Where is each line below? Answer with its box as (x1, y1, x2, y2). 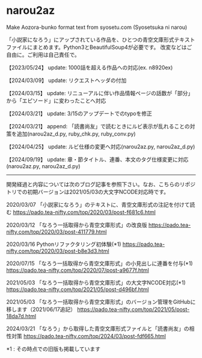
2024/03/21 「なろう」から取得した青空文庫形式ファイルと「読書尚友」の (6, 325, 189, 332)
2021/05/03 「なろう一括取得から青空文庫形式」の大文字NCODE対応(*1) (6, 278, 186, 286)
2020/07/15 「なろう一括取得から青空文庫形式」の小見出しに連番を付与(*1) (6, 260, 194, 267)
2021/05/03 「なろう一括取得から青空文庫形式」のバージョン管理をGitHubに (6, 298, 196, 305)
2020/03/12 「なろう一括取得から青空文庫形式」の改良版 (6, 221, 147, 228)
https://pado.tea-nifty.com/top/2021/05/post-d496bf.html (6, 286, 149, 293)
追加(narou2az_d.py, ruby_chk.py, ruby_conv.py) (16, 130, 136, 137)
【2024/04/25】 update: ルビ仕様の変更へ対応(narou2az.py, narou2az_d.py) (6, 143, 195, 150)
